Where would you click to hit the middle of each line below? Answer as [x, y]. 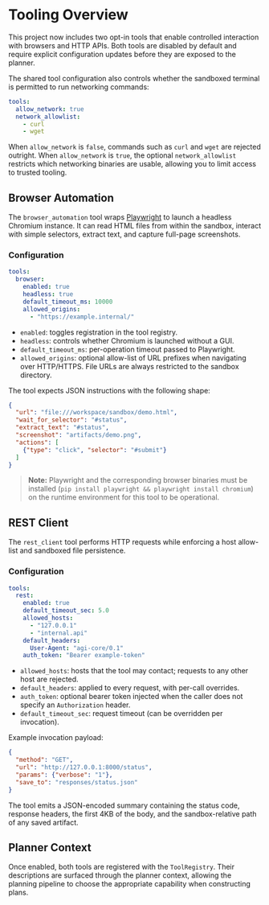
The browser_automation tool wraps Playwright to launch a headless [120, 217]
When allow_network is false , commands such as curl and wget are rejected [134, 147]
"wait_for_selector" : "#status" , [71, 420]
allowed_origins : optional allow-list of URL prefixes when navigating [133, 358]
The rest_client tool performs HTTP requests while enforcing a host [122, 542]
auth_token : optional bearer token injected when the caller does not [131, 697]
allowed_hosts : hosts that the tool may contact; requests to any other [134, 671]
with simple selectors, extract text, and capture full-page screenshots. [124, 234]
